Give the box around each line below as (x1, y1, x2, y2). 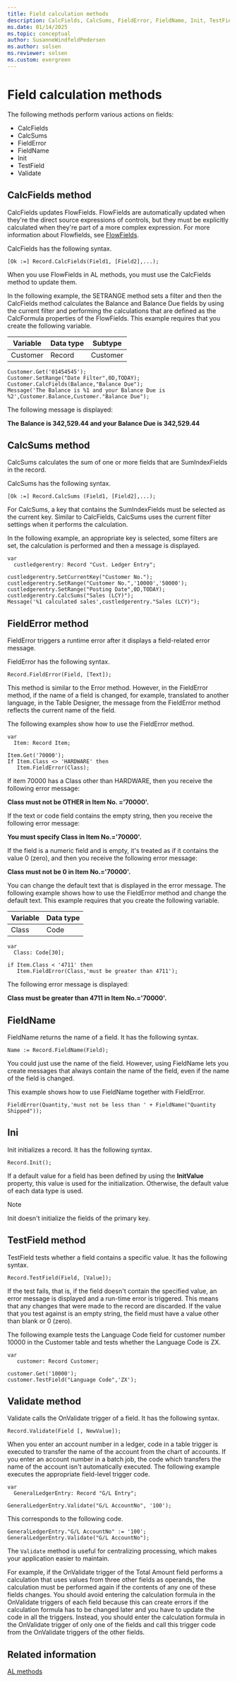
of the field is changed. (7, 1074, 75, 1082)
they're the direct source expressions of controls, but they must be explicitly (7, 215, 229, 224)
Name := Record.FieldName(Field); (7, 1046, 109, 1054)
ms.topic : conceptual (7, 30, 71, 37)
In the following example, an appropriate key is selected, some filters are (7, 534, 219, 542)
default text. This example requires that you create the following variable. (7, 896, 220, 905)
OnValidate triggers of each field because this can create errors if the (7, 1598, 209, 1606)
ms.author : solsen (7, 43, 61, 50)
